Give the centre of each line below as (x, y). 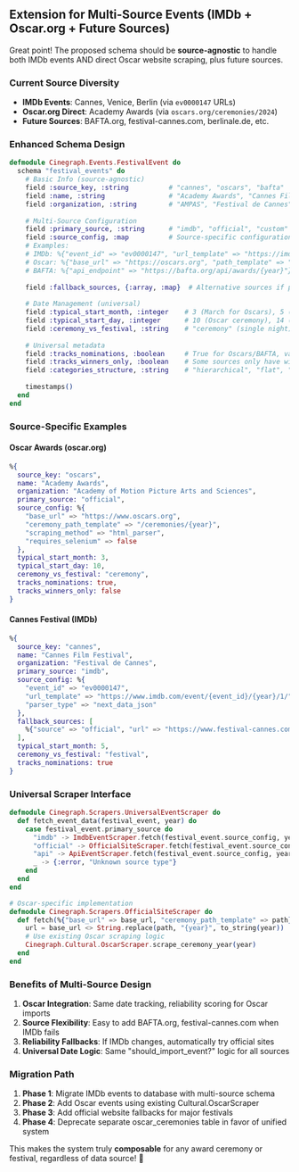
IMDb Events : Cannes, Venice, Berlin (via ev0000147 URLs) (129, 103)
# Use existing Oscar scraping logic (95, 936)
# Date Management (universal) (83, 304)
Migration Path (42, 1074)
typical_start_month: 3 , (63, 558)
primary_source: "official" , (71, 500)
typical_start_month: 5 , (63, 746)
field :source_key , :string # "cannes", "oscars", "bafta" (155, 188)
